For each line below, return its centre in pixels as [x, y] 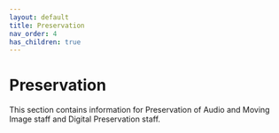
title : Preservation [47, 26]
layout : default [39, 17]
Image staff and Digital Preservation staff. [85, 119]
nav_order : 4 [33, 33]
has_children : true [45, 42]
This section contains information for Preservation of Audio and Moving [139, 110]
